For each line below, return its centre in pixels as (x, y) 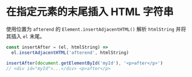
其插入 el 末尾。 (26, 36)
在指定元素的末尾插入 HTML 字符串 (90, 12)
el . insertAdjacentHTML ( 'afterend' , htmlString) (70, 53)
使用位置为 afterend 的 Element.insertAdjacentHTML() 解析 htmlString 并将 (96, 29)
